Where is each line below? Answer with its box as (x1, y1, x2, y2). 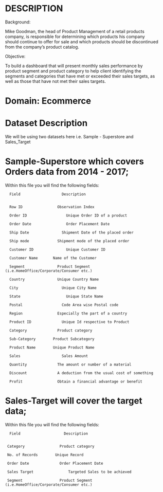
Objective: (5, 53, 26, 59)
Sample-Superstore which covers (5, 156, 145, 167)
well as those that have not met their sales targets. (5, 78, 106, 84)
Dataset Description (5, 118, 88, 129)
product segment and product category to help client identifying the (5, 68, 142, 73)
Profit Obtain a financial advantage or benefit (9, 379, 143, 384)
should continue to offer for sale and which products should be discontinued (5, 38, 159, 44)
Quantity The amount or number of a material (9, 362, 132, 367)
